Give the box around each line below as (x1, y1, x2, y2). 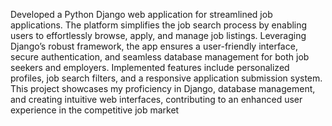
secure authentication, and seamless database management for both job (10, 51, 310, 63)
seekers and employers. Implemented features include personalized (10, 62, 290, 73)
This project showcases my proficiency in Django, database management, (10, 83, 316, 94)
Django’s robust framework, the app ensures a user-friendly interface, (10, 40, 298, 52)
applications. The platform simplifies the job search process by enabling (10, 19, 308, 31)
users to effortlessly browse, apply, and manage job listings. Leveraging (10, 30, 307, 41)
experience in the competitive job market (10, 104, 180, 116)
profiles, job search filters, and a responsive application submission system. (10, 72, 323, 84)
